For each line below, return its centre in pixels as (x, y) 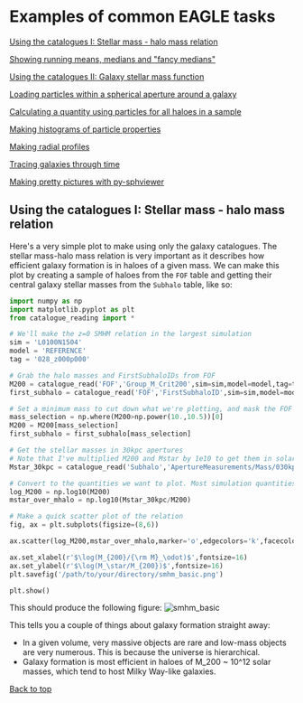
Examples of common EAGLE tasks (142, 17)
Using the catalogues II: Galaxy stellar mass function (107, 76)
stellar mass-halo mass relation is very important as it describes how (137, 256)
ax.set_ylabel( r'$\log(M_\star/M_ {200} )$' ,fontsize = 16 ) (116, 566)
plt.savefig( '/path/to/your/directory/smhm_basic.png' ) (116, 574)
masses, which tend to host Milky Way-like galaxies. (119, 671)
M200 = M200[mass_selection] (64, 426)
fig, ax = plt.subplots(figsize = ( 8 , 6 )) (84, 525)
